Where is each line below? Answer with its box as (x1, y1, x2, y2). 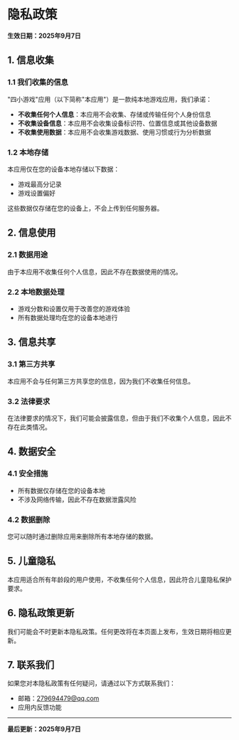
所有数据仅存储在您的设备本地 (17, 486, 105, 495)
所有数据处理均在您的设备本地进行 (17, 313, 118, 322)
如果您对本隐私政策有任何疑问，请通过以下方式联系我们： (7, 679, 176, 687)
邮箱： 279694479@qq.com (17, 694, 100, 703)
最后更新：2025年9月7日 (7, 725, 82, 734)
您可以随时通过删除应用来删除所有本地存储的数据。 (7, 532, 157, 541)
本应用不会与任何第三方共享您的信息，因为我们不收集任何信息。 (7, 376, 194, 385)
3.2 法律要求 (7, 396, 51, 406)
